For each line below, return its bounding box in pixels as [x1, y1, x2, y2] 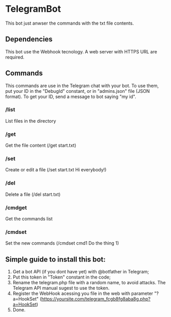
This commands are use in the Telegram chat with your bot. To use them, [5, 83, 159, 89]
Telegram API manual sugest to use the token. [12, 285, 110, 291]
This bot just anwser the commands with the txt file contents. [5, 20, 134, 26]
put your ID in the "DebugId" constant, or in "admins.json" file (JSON [5, 88, 150, 94]
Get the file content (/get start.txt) [5, 142, 77, 149]
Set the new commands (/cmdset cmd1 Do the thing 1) [5, 240, 119, 246]
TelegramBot [5, 3, 61, 15]
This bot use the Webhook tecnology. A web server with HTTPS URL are [5, 48, 157, 54]
